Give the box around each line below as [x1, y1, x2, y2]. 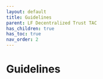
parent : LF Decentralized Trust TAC [6, 20, 97, 26]
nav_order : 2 [6, 37, 39, 42]
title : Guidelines [6, 14, 52, 20]
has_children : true [6, 25, 55, 32]
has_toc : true [6, 31, 42, 37]
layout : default [6, 8, 46, 15]
